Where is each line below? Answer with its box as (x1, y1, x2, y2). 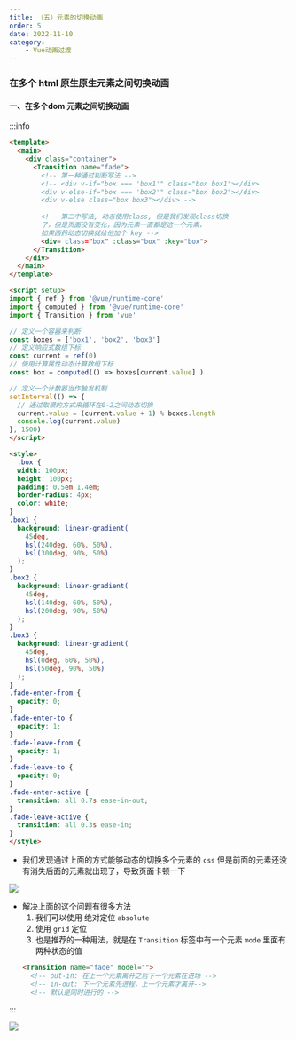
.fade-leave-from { (9, 738, 82, 747)
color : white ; (17, 499, 69, 508)
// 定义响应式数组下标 (9, 343, 82, 352)
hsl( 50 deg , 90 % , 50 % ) (25, 664, 105, 673)
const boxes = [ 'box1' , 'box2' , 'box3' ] (9, 335, 161, 344)
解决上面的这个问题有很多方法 (21, 902, 131, 911)
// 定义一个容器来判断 (9, 327, 82, 335)
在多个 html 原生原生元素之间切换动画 (9, 77, 170, 90)
